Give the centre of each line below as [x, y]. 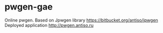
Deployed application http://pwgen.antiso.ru [49, 25]
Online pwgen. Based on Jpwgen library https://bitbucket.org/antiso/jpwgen [81, 20]
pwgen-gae [29, 7]
